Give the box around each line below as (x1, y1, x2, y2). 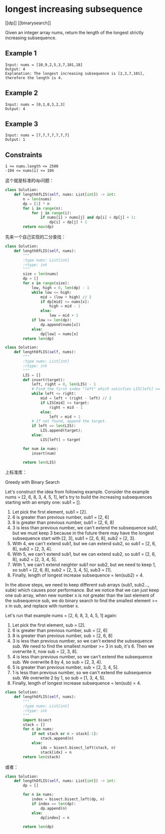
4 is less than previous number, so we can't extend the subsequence (12, 654, 153, 660)
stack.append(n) (40, 736, 74, 741)
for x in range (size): (23, 281, 70, 286)
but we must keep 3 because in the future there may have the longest (12, 530, 154, 536)
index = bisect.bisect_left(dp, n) (31, 797, 105, 802)
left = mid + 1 (49, 414, 81, 419)
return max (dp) (23, 224, 54, 229)
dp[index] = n (40, 815, 70, 820)
